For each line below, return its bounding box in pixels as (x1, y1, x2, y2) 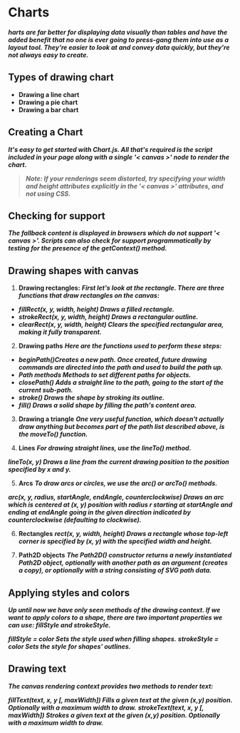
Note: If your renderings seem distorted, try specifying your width (25, 174, 226, 183)
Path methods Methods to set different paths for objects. (18, 370, 192, 379)
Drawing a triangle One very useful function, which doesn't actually (18, 415, 224, 423)
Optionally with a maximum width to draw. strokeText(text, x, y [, (8, 703, 204, 712)
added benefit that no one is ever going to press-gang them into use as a (8, 35, 229, 44)
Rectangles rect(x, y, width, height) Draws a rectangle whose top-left (18, 530, 229, 538)
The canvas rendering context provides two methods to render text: (8, 682, 214, 690)
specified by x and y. (8, 465, 72, 474)
